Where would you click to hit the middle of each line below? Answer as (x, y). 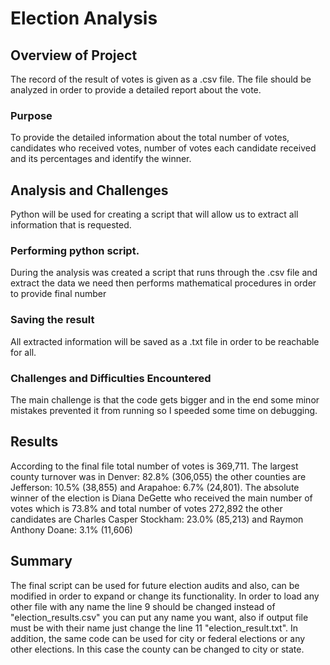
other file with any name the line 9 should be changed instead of (143, 606)
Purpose (31, 115)
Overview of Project (74, 55)
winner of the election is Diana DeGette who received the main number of (161, 498)
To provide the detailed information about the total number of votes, (150, 138)
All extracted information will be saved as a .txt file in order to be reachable (165, 341)
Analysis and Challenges (89, 190)
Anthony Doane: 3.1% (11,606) (71, 529)
